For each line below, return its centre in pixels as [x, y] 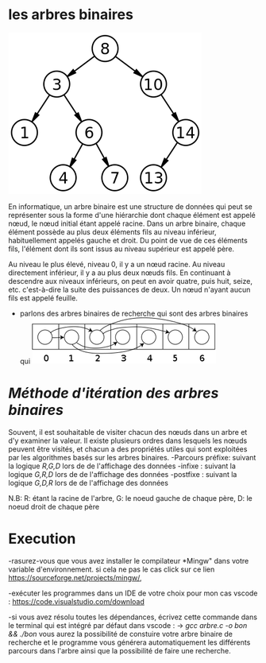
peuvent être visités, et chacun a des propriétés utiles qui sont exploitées [128, 449]
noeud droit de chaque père [54, 506]
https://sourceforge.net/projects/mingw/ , [75, 577]
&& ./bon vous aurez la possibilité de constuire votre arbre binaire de [120, 634]
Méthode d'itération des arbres [114, 393]
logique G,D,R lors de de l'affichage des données [89, 483]
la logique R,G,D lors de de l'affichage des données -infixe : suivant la [122, 466]
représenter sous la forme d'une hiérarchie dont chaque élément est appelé [132, 215]
